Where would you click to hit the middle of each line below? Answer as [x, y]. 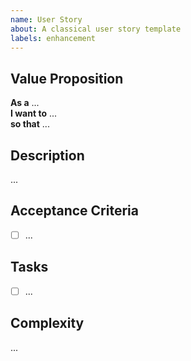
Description [47, 155]
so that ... [30, 124]
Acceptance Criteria [74, 211]
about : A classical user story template [96, 29]
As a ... [25, 103]
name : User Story [46, 19]
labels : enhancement [53, 38]
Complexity [47, 323]
